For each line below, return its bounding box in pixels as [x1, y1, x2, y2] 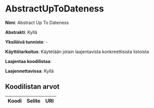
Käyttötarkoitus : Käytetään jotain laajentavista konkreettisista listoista [5, 48, 150, 54]
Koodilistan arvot [5, 82, 60, 91]
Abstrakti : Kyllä [5, 29, 37, 35]
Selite [26, 97, 41, 104]
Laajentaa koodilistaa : [5, 58, 52, 64]
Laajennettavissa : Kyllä [5, 68, 54, 74]
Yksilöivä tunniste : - [5, 38, 48, 45]
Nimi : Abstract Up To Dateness [5, 19, 69, 25]
